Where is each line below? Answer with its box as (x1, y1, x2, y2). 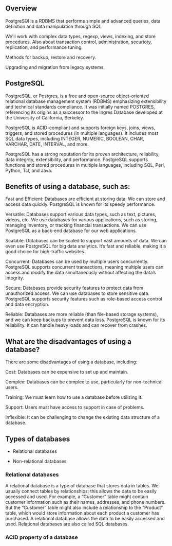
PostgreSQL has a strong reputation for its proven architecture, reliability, (5, 151, 160, 157)
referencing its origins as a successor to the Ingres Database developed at (5, 109, 163, 115)
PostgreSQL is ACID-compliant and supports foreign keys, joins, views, (5, 125, 156, 131)
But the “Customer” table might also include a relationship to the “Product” (5, 504, 163, 511)
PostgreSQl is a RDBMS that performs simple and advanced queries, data (5, 17, 161, 24)
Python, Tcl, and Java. (5, 167, 52, 173)
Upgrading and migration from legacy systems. (5, 64, 105, 70)
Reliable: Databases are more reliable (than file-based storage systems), (5, 311, 158, 318)
